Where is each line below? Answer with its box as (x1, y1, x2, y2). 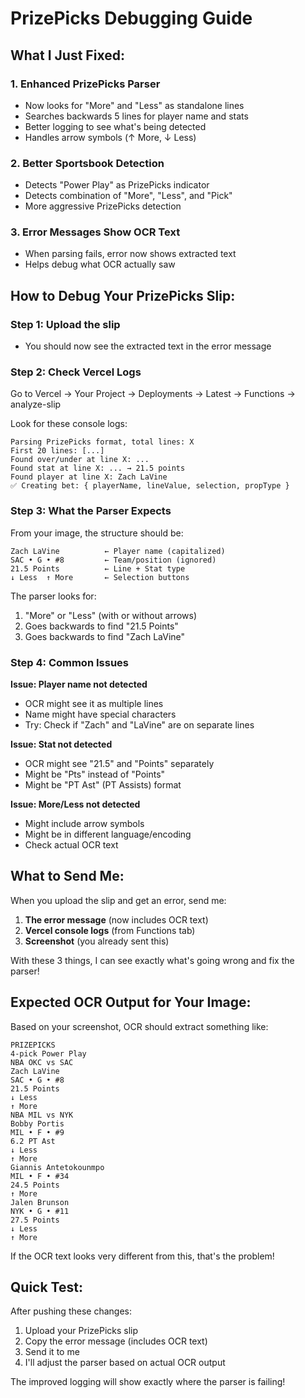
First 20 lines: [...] (10, 446, 105, 456)
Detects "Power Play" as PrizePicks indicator (24, 179, 210, 191)
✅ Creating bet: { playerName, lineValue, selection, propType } (10, 481, 290, 491)
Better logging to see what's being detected (24, 120, 207, 132)
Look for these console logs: (10, 418, 128, 430)
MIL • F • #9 (10, 1127, 65, 1137)
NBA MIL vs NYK (10, 1110, 74, 1120)
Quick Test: (10, 1279, 83, 1296)
